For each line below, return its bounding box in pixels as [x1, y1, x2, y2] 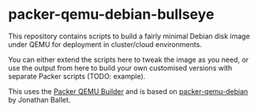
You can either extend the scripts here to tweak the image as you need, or [8, 55, 249, 64]
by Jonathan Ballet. [8, 95, 71, 104]
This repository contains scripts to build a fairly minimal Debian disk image [8, 31, 250, 41]
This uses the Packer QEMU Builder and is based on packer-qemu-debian [8, 86, 249, 96]
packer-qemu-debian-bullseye [8, 5, 215, 23]
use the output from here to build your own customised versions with [8, 63, 233, 72]
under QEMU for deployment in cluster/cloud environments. [8, 39, 203, 49]
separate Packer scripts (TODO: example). [8, 71, 146, 81]
